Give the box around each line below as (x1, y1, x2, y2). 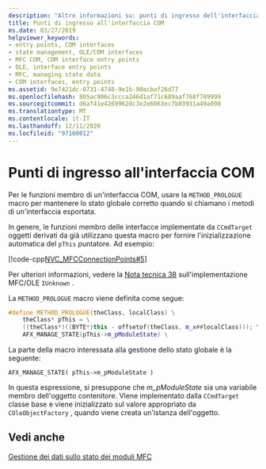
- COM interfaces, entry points (8, 78, 115, 86)
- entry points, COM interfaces (8, 41, 115, 49)
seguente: (8, 353, 41, 363)
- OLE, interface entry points (8, 63, 112, 71)
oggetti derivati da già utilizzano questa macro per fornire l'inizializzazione (8, 231, 251, 240)
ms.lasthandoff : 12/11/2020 (8, 122, 101, 130)
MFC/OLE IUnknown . (8, 278, 74, 288)
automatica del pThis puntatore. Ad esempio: (8, 238, 154, 248)
